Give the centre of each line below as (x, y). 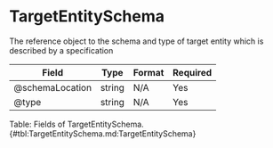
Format (149, 72)
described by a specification (61, 50)
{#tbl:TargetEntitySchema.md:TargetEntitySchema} (103, 133)
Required (192, 72)
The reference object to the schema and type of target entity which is (136, 41)
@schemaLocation (52, 87)
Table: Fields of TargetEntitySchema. (76, 124)
